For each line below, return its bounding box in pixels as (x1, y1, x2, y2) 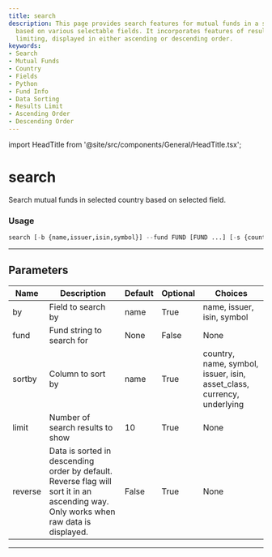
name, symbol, (202, 358, 259, 369)
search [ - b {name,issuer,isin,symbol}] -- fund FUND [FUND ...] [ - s (8, 234, 241, 242)
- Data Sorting (8, 95, 60, 103)
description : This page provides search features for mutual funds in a (8, 19, 259, 28)
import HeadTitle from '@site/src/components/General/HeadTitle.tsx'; (8, 139, 242, 149)
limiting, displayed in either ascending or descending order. (15, 34, 233, 43)
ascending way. (49, 495, 109, 507)
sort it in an (49, 486, 91, 497)
